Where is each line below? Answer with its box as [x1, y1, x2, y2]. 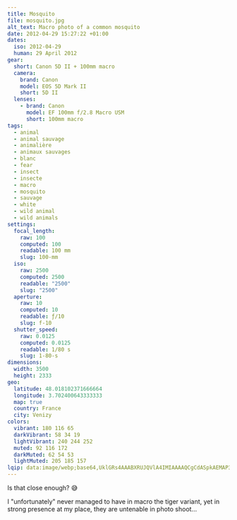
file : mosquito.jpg [7, 17, 65, 24]
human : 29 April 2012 [13, 50, 78, 57]
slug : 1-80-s [20, 352, 59, 359]
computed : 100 [20, 241, 61, 248]
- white [13, 201, 37, 209]
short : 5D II [20, 89, 59, 96]
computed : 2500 [20, 273, 65, 280]
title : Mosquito [7, 10, 55, 18]
